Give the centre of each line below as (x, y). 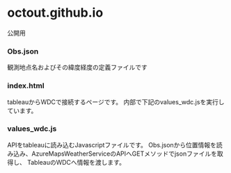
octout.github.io (55, 13)
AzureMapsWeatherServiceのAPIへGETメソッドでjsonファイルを (124, 154)
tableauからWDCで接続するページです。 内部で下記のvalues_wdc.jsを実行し (116, 101)
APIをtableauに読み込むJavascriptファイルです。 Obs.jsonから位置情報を (112, 145)
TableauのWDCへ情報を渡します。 (76, 162)
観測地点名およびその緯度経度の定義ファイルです (77, 67)
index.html (26, 86)
